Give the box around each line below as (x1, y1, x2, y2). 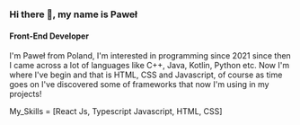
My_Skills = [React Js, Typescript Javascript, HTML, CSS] (9, 106, 223, 117)
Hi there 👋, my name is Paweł (9, 8, 137, 21)
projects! (9, 89, 42, 100)
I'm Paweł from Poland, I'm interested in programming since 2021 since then (9, 50, 292, 61)
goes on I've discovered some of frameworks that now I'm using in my (9, 79, 269, 90)
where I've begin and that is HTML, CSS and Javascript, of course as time (9, 69, 283, 80)
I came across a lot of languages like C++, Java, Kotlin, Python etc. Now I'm (9, 60, 290, 71)
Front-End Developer (9, 31, 90, 41)
